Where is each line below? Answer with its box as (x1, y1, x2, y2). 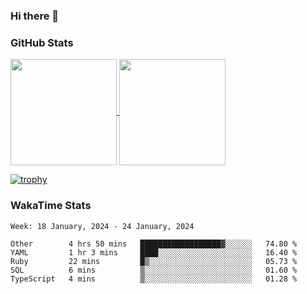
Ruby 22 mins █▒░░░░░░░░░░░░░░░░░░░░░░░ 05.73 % (10, 256, 298, 266)
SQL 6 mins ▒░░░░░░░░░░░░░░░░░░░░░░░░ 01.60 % (10, 265, 298, 275)
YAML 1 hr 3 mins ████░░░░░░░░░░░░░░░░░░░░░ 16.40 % (10, 247, 298, 258)
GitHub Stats (10, 35, 74, 49)
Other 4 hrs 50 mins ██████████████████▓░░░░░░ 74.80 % (10, 239, 298, 249)
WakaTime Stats (10, 199, 92, 213)
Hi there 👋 (10, 9, 60, 23)
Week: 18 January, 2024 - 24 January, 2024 (10, 221, 195, 231)
